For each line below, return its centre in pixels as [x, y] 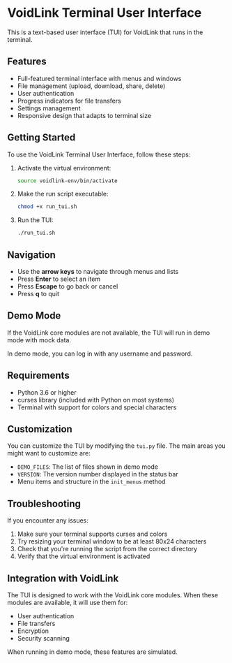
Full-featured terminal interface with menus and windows [99, 78]
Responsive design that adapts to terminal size [84, 115]
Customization [40, 429]
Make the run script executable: [63, 194]
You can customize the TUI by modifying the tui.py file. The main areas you [116, 446]
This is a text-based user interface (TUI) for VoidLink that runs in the [105, 32]
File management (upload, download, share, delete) [91, 86]
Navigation [31, 255]
